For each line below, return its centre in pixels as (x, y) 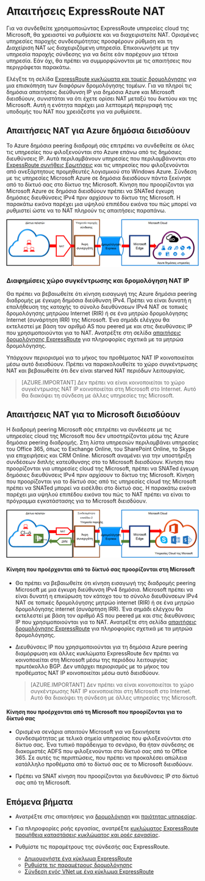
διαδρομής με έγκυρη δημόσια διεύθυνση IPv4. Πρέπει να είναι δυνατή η (99, 300)
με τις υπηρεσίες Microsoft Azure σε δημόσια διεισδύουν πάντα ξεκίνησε (99, 178)
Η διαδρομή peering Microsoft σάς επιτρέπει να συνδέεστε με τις (89, 429)
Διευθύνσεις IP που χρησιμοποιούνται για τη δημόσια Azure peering (101, 647)
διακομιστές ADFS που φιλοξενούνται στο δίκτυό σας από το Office (101, 751)
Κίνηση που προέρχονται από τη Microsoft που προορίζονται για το (94, 712)
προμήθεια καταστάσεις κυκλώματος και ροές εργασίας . (88, 835)
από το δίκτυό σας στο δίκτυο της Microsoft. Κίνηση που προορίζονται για (100, 184)
